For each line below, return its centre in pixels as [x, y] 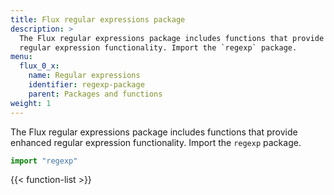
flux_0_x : [39, 66]
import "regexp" [44, 161]
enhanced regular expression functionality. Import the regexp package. [156, 142]
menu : [21, 57]
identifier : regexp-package [86, 85]
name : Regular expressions [84, 76]
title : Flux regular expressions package [98, 19]
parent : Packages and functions [95, 94]
